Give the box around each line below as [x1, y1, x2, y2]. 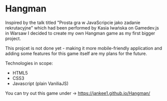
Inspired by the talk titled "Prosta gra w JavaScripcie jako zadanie [5, 19, 141, 25]
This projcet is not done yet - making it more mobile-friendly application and [5, 45, 162, 51]
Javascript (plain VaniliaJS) [12, 80, 69, 86]
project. [5, 35, 21, 41]
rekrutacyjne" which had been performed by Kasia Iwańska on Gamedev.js [5, 24, 159, 30]
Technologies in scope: [5, 60, 53, 66]
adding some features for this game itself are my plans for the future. [5, 50, 147, 56]
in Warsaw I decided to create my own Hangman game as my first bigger [5, 30, 155, 36]
